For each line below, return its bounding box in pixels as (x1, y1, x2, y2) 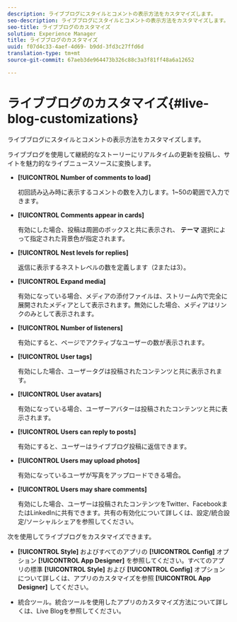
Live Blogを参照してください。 (36, 606, 125, 615)
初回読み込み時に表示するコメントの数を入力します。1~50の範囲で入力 (17, 188, 224, 196)
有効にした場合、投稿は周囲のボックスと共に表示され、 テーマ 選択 (17, 225, 214, 234)
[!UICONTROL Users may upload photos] (17, 456, 140, 464)
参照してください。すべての (132, 556, 212, 565)
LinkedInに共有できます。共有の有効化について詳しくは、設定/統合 (30, 508, 224, 517)
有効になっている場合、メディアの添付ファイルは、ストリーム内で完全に (17, 292, 228, 300)
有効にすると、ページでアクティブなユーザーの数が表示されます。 (17, 338, 209, 347)
